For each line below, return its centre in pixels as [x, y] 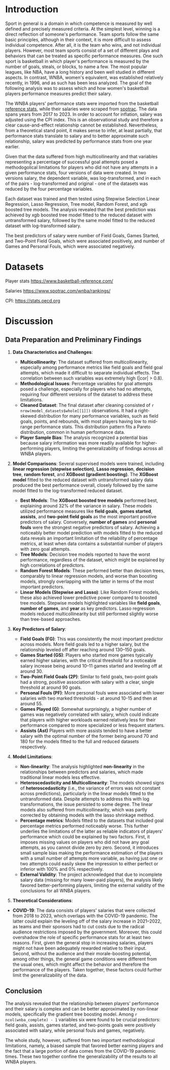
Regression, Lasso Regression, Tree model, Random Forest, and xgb [76, 204]
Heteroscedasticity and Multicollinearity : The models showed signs [92, 782]
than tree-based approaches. [51, 619]
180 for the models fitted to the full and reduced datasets [79, 741]
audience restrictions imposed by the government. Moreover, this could [87, 932]
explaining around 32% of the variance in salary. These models [86, 506]
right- [144, 411]
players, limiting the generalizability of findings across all [104, 448]
